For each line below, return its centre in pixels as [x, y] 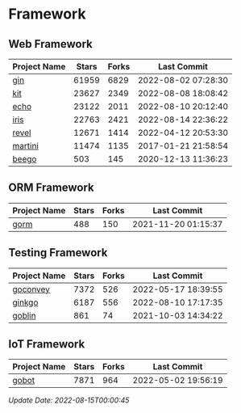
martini [25, 146]
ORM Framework [51, 188]
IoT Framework [47, 344]
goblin [24, 315]
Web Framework [50, 44]
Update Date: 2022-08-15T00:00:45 [69, 400]
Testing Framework [58, 253]
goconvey [31, 289]
